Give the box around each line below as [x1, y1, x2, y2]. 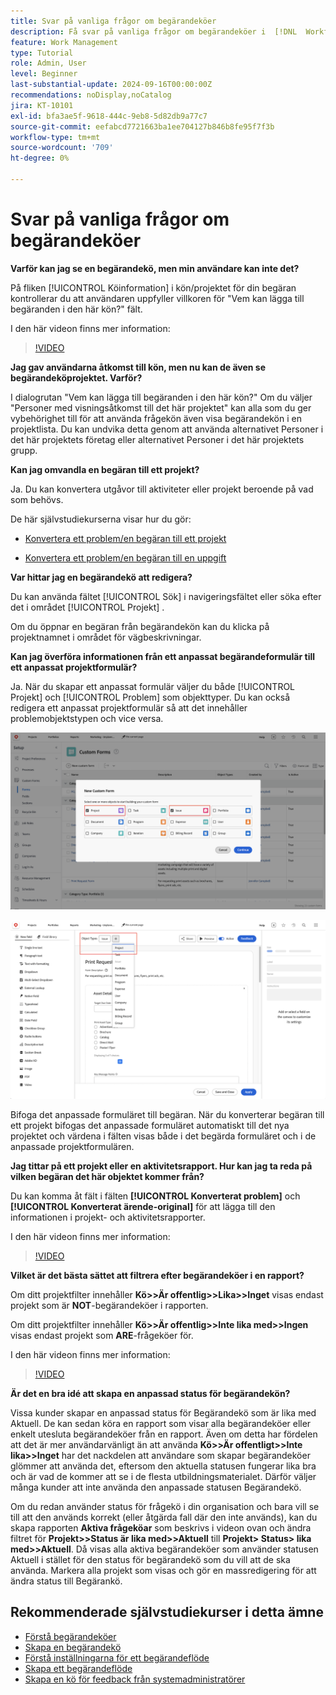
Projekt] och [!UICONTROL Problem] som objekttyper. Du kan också [10, 691, 291, 703]
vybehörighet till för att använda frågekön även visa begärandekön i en [10, 412, 302, 424]
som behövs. [10, 493, 64, 505]
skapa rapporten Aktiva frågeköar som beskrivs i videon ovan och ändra [10, 1521, 312, 1534]
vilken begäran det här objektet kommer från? [10, 1170, 205, 1182]
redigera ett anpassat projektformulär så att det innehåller [10, 701, 248, 714]
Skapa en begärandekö [24, 1641, 122, 1653]
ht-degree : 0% [10, 153, 70, 164]
